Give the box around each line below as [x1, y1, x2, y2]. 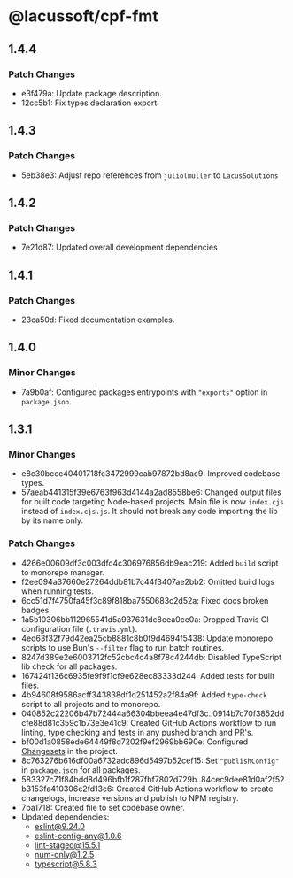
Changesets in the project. [20, 745, 119, 756]
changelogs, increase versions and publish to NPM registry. [20, 792, 240, 803]
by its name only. [20, 515, 83, 526]
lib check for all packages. [20, 661, 118, 672]
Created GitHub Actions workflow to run [130, 717, 277, 728]
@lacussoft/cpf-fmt [8, 6, 158, 27]
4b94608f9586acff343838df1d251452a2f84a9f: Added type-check [20, 689, 267, 700]
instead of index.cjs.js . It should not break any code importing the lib [20, 506, 278, 517]
